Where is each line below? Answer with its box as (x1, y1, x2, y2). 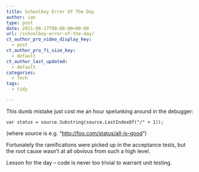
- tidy (11, 86, 28, 92)
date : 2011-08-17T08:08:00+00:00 (6, 25, 89, 32)
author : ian (6, 14, 36, 20)
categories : (6, 70, 36, 76)
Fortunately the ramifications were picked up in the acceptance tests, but (6, 141, 186, 148)
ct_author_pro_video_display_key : (6, 36, 92, 42)
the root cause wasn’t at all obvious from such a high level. (6, 147, 151, 155)
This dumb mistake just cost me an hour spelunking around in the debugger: (6, 108, 194, 115)
